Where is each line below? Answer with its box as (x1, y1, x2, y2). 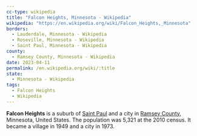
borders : (6, 25, 28, 32)
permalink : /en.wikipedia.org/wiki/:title (6, 65, 115, 71)
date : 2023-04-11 (6, 59, 50, 65)
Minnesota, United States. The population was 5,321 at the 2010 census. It (6, 116, 191, 123)
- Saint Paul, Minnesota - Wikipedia (12, 43, 107, 49)
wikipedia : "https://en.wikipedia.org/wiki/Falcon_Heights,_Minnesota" (6, 20, 191, 26)
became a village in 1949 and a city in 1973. (6, 122, 115, 130)
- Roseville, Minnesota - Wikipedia (12, 37, 104, 43)
